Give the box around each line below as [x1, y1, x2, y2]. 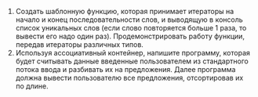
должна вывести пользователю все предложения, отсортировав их [15, 74, 244, 82]
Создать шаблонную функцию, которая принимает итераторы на [15, 7, 234, 16]
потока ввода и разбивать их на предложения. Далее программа [15, 65, 236, 74]
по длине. [15, 81, 49, 91]
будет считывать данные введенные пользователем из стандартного [15, 56, 249, 66]
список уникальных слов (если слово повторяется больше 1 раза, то [15, 23, 247, 32]
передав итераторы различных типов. [15, 40, 144, 49]
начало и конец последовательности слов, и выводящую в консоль [15, 15, 243, 24]
